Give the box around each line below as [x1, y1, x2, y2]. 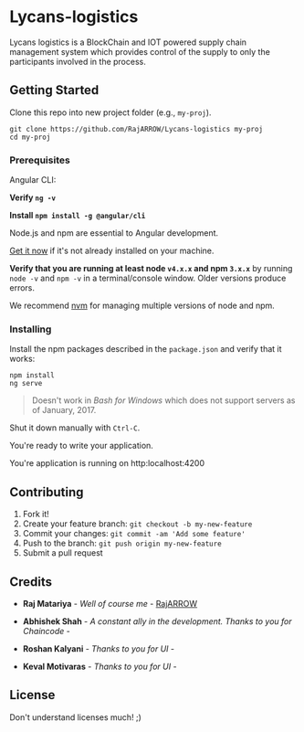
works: [9, 354, 36, 365]
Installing [9, 323, 52, 335]
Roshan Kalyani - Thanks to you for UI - [22, 642, 175, 654]
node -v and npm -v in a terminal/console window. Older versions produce [9, 272, 287, 284]
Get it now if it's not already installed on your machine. [9, 245, 215, 257]
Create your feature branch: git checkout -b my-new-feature [22, 518, 253, 529]
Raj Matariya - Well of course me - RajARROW [22, 598, 198, 609]
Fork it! [22, 509, 50, 520]
